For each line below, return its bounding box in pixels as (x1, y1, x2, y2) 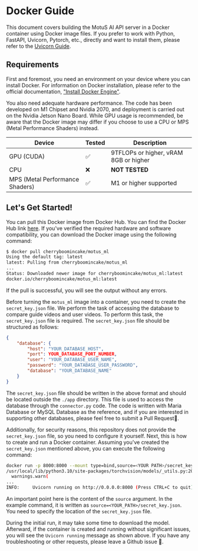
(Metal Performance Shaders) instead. (6, 124, 99, 131)
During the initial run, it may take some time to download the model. (6, 519, 170, 527)
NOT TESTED (111, 166, 149, 174)
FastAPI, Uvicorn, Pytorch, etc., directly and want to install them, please (6, 36, 180, 43)
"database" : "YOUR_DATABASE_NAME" (27, 368, 112, 374)
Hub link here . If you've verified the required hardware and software (6, 225, 171, 232)
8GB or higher (111, 155, 150, 164)
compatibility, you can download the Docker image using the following (6, 231, 177, 238)
